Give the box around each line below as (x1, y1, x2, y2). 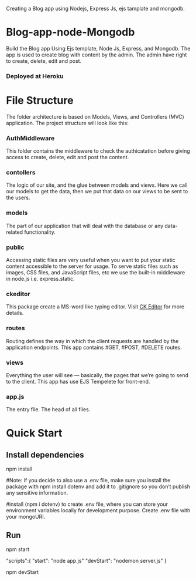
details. (6, 310, 24, 317)
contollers (6, 169, 36, 177)
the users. (6, 194, 30, 201)
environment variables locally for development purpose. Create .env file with (6, 507, 191, 514)
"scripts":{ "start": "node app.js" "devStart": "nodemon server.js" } (6, 557, 167, 564)
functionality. (24, 229, 56, 236)
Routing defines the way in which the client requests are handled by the (6, 337, 179, 344)
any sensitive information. (6, 489, 68, 496)
